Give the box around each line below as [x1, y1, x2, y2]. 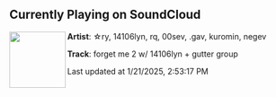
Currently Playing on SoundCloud [9, 7, 201, 22]
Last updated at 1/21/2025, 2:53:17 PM [67, 66, 209, 76]
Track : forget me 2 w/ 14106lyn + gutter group [67, 48, 238, 59]
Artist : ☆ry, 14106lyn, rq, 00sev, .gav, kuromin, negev [67, 31, 267, 41]
